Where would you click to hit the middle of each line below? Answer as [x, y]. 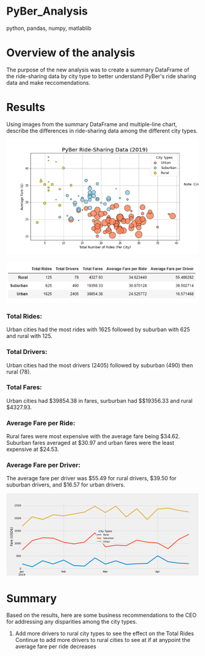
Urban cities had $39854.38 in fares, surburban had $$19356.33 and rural [99, 400]
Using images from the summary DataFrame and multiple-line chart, [92, 124]
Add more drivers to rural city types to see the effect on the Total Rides [104, 633]
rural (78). [19, 372]
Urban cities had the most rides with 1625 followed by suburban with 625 [98, 330]
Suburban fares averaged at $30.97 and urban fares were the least [90, 443]
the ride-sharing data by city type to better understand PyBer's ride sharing [101, 76]
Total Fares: [24, 387]
